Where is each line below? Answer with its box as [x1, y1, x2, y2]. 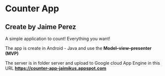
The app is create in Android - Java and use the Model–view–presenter [5, 45, 152, 51]
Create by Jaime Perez [5, 23, 76, 31]
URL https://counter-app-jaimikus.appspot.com [5, 65, 107, 71]
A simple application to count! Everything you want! [5, 36, 110, 41]
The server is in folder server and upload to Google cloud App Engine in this [5, 60, 160, 66]
